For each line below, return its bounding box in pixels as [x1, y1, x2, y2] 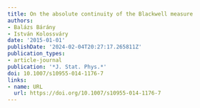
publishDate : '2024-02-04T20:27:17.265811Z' [7, 43, 142, 50]
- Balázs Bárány [7, 23, 56, 31]
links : [7, 76, 27, 84]
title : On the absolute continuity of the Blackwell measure [7, 10, 194, 18]
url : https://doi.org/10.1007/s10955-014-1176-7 [14, 90, 161, 97]
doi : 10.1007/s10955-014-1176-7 [7, 70, 104, 77]
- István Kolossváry [7, 30, 69, 38]
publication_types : [7, 50, 66, 58]
